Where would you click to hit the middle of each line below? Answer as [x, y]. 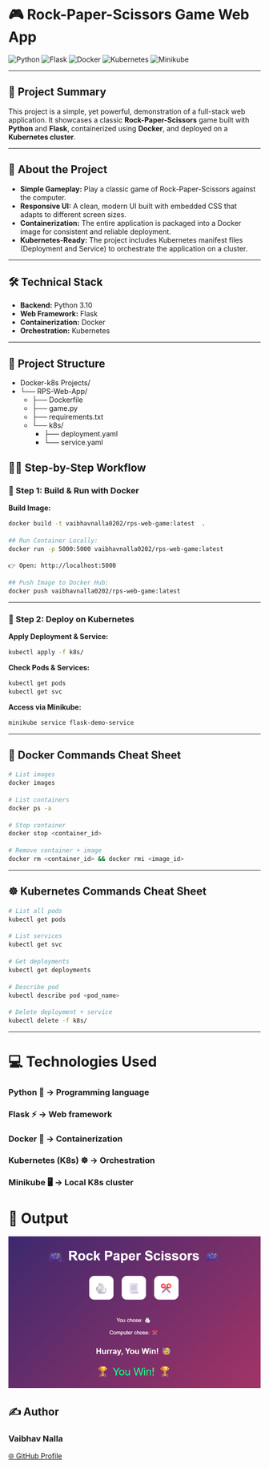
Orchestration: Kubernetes [65, 331]
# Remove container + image [55, 851]
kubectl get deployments [50, 970]
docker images [32, 783]
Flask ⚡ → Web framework [60, 1115]
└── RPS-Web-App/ [54, 392]
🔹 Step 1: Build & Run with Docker [74, 490]
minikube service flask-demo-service [71, 722]
